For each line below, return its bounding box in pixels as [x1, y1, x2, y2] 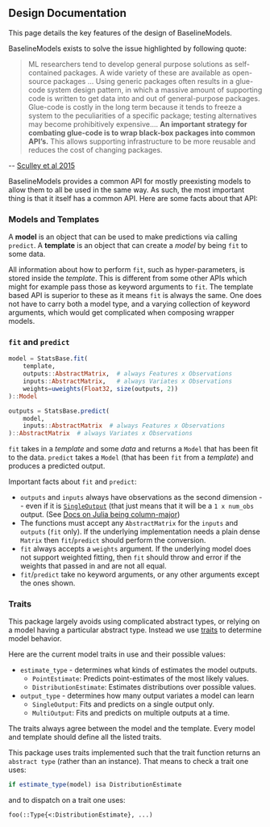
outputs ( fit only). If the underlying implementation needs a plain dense [19, 527, 260, 536]
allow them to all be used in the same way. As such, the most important [8, 185, 245, 195]
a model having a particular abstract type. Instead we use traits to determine [8, 625, 262, 635]
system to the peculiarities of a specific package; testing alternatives [27, 111, 257, 120]
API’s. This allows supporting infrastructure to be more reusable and [27, 136, 256, 146]
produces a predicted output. [8, 461, 106, 471]
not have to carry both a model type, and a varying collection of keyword [8, 299, 251, 309]
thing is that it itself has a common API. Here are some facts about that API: [8, 193, 258, 203]
